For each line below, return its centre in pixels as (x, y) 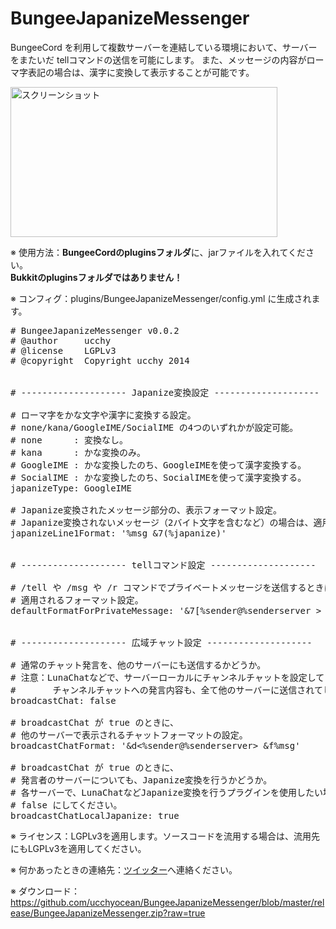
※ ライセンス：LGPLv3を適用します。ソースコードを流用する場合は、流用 (161, 836)
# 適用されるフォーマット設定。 (77, 600)
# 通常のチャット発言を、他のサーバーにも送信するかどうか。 (138, 665)
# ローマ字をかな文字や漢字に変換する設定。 (103, 415)
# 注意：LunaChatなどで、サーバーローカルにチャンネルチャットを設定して (167, 677)
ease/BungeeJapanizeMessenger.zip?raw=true (108, 913)
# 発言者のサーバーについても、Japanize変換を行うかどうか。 (141, 780)
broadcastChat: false (63, 700)
